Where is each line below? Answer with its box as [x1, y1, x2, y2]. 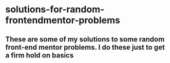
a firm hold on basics [5, 51, 74, 59]
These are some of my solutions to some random [5, 35, 165, 44]
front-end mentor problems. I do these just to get [5, 43, 165, 52]
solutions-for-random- [5, 4, 105, 15]
